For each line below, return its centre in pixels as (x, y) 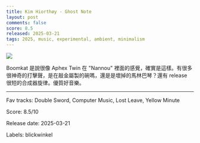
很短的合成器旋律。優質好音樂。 (45, 83)
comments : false (26, 23)
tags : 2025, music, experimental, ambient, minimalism (76, 39)
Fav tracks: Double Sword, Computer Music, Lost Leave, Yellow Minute (93, 100)
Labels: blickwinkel (29, 135)
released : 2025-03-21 (33, 34)
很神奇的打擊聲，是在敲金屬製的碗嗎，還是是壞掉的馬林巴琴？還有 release (97, 75)
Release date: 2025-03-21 (38, 123)
